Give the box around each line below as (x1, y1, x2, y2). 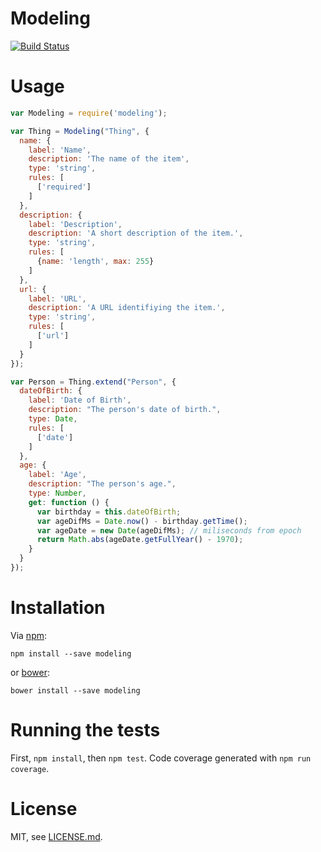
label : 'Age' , (28, 470, 87, 480)
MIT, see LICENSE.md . (10, 830, 103, 842)
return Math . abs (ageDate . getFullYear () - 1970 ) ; (36, 535, 244, 545)
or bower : (10, 666, 51, 678)
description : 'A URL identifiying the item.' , (28, 303, 226, 313)
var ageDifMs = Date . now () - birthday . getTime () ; (36, 516, 248, 526)
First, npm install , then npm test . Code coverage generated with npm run (10, 752, 312, 764)
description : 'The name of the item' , (28, 154, 190, 164)
